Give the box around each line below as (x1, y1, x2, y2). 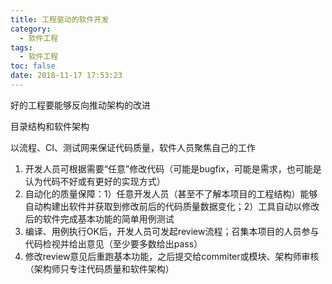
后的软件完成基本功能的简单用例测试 (24, 212, 175, 225)
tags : (10, 42, 33, 53)
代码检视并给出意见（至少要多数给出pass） (24, 237, 203, 250)
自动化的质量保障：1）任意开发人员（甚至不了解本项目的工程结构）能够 (24, 187, 318, 200)
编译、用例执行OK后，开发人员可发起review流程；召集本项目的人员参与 (24, 225, 320, 237)
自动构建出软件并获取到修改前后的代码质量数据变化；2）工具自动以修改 (24, 200, 320, 212)
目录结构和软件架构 (10, 120, 90, 132)
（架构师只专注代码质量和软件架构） (24, 262, 175, 275)
